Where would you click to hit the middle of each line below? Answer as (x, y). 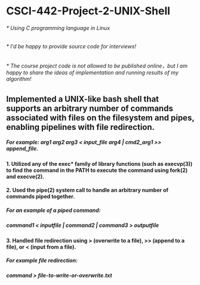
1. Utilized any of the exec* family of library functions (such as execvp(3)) (99, 163)
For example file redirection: (42, 260)
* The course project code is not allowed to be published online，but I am (97, 66)
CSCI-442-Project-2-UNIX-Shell (88, 11)
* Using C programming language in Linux (58, 28)
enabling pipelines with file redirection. (81, 127)
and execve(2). (25, 176)
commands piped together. (41, 196)
